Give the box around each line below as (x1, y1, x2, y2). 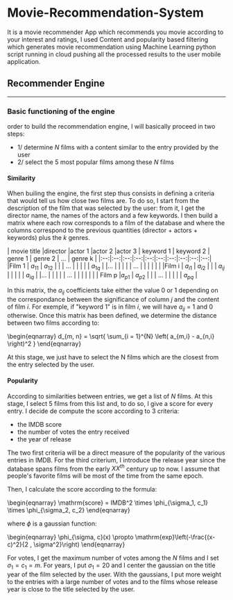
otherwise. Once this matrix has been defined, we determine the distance (7, 311, 217, 320)
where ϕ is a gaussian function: (7, 519, 97, 528)
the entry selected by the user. (7, 360, 95, 369)
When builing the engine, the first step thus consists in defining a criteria (7, 189, 215, 197)
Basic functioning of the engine (7, 106, 116, 116)
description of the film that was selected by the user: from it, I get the (7, 204, 205, 213)
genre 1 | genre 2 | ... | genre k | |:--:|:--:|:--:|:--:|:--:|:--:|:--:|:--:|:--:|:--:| (7, 254, 212, 263)
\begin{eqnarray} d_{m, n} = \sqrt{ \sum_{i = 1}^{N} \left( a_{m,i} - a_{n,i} (7, 332, 215, 341)
